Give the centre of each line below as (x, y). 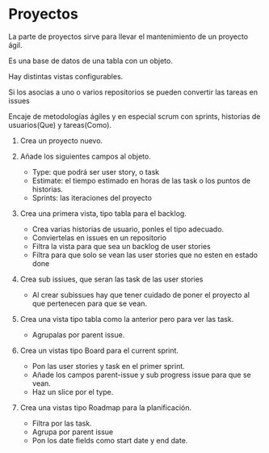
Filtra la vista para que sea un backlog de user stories (122, 246)
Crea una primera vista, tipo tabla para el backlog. (103, 213)
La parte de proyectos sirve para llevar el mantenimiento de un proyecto (128, 36)
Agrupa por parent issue (73, 432)
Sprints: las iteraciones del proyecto (92, 197)
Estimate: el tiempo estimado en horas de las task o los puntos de (141, 180)
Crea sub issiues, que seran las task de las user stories (111, 279)
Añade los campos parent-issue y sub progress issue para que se (142, 375)
